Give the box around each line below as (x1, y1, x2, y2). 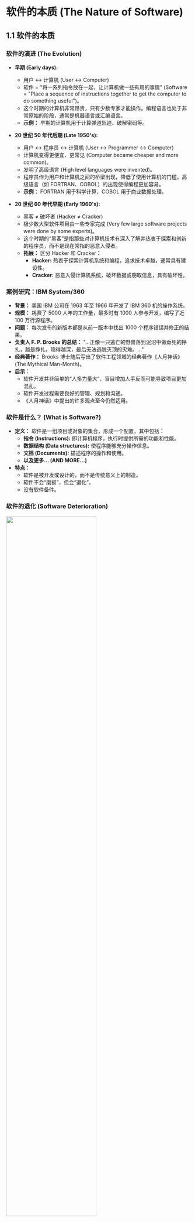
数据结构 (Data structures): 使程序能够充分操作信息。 (23, 442, 152, 449)
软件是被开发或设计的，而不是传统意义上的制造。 (23, 472, 141, 479)
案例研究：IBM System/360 (6, 288, 85, 296)
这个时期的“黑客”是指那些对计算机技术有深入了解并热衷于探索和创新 (23, 235, 187, 242)
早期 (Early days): (14, 64, 58, 71)
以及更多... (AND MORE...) (23, 457, 88, 464)
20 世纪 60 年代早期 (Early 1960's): (14, 200, 100, 207)
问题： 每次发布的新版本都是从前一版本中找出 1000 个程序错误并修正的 (14, 324, 184, 331)
